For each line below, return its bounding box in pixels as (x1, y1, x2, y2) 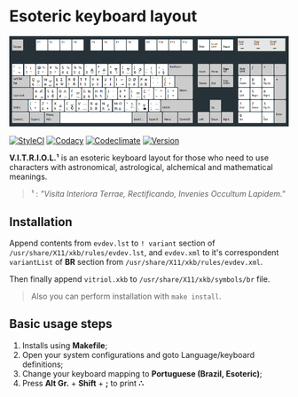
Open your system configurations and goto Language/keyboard (21, 349, 255, 360)
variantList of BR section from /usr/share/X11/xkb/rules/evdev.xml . (9, 257, 263, 268)
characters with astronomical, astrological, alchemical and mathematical (9, 162, 273, 173)
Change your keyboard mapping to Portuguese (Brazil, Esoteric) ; (21, 368, 263, 378)
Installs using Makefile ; (21, 339, 108, 351)
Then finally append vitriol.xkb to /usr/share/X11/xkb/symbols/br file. (9, 274, 271, 284)
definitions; (21, 359, 64, 370)
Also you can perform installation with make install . (30, 291, 222, 302)
